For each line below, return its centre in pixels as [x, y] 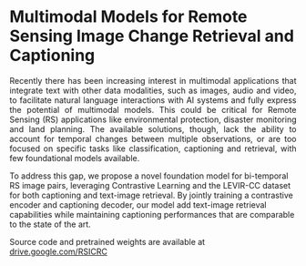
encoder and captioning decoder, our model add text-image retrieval [138, 205]
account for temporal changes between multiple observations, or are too [153, 138]
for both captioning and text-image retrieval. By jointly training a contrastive [151, 195]
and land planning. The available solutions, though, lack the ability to [153, 128]
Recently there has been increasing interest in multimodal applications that [153, 80]
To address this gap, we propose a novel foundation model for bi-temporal [149, 176]
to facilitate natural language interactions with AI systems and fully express [153, 100]
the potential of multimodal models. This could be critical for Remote [153, 109]
